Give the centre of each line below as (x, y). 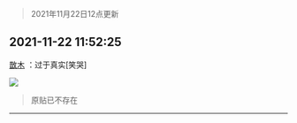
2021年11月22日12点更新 (75, 14)
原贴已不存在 (54, 100)
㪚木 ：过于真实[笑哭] (48, 65)
